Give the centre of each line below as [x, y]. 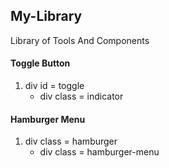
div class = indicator [81, 96]
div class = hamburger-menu [99, 152]
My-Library [46, 16]
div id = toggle [54, 86]
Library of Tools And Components [80, 40]
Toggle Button [40, 63]
